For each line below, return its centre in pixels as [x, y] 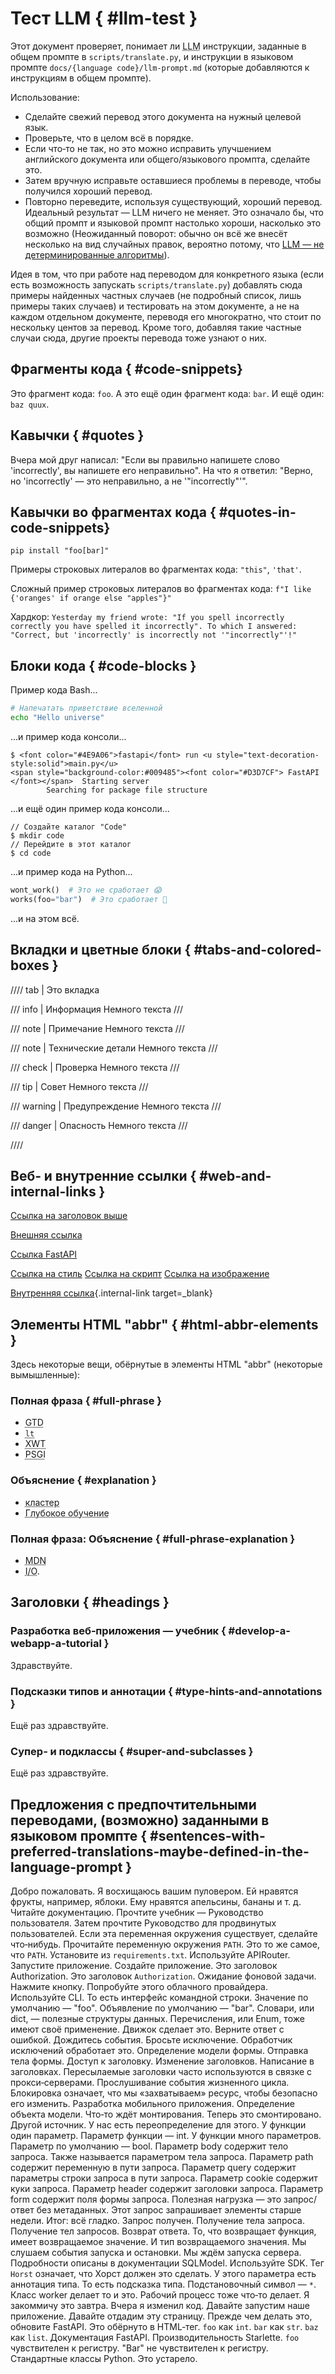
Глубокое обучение [67, 1513]
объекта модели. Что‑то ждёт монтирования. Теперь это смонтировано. [166, 2114]
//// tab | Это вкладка [55, 989]
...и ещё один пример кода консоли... [90, 808]
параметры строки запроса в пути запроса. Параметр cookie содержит [164, 2178]
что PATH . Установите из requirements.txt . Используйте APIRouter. [150, 1955]
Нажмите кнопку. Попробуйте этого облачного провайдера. [139, 1987]
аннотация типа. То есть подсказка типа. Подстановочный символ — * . [163, 2284]
